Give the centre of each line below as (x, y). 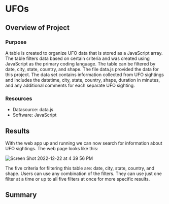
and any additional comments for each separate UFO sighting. (70, 85)
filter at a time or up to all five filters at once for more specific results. (78, 179)
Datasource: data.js (33, 110)
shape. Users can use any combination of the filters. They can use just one (84, 174)
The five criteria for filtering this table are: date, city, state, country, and (80, 168)
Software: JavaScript (35, 115)
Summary (21, 195)
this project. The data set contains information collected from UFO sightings (84, 75)
